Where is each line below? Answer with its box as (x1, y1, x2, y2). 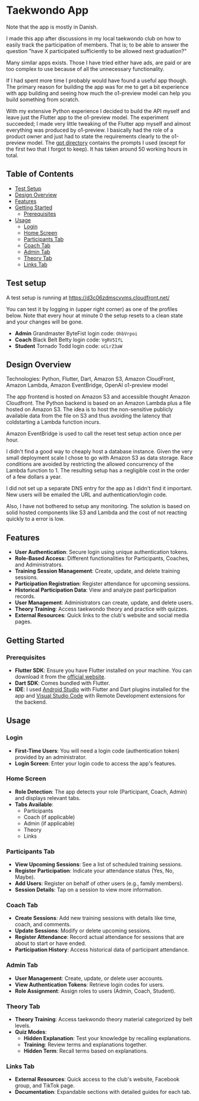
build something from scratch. (6, 96, 80, 103)
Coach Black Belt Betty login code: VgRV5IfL (14, 336, 124, 343)
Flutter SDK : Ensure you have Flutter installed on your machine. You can (14, 667, 192, 674)
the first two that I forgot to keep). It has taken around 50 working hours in (6, 145, 188, 153)
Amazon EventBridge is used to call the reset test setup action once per (6, 430, 182, 437)
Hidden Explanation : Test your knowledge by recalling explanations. (23, 1035, 191, 1042)
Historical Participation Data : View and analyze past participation (14, 586, 176, 593)
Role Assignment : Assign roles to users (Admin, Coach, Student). (14, 987, 176, 994)
